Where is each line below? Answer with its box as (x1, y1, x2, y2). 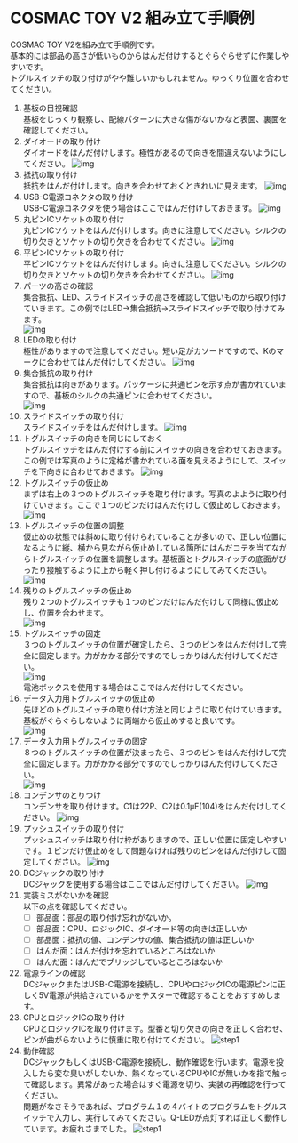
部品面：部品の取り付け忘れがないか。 (35, 912, 176, 922)
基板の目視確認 (22, 102, 78, 113)
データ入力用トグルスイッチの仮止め (22, 693, 156, 704)
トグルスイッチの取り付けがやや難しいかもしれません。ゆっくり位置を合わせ (10, 72, 290, 83)
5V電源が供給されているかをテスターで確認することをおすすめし (38, 990, 274, 1001)
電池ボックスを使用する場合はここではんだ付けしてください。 (22, 681, 248, 692)
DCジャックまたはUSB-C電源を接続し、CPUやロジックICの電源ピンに (22, 979, 278, 990)
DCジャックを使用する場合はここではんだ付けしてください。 (22, 878, 244, 889)
